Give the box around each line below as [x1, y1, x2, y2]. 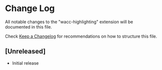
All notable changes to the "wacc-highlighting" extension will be [5, 19, 133, 25]
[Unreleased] [5, 47, 46, 56]
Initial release [12, 60, 39, 66]
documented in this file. [5, 24, 52, 29]
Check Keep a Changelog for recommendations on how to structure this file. [5, 33, 158, 39]
